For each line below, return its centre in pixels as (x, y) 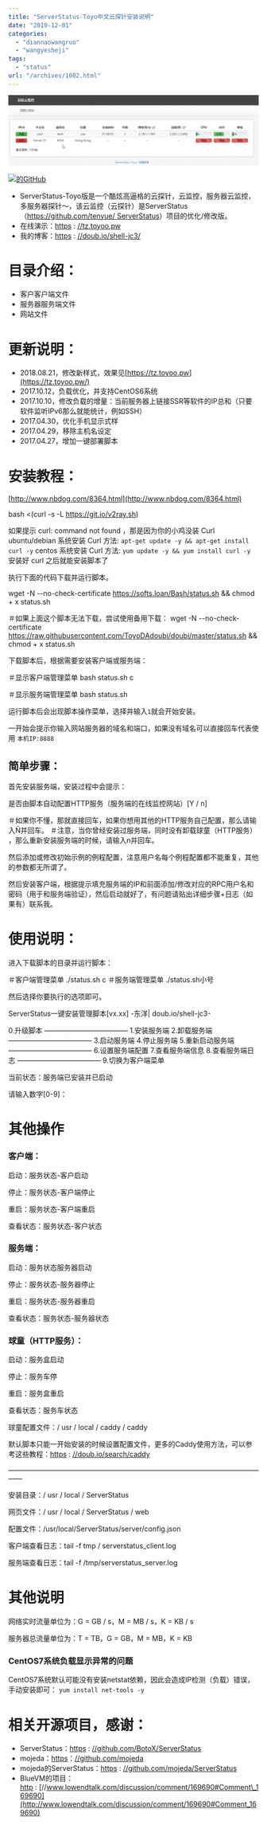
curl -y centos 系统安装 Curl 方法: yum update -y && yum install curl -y (130, 550)
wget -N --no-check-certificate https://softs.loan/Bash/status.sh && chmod (132, 593)
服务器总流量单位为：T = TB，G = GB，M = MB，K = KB (101, 1639)
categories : (28, 33)
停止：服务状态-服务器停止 (52, 1284)
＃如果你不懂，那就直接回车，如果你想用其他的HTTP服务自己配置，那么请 (129, 820)
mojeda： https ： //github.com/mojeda (82, 1758)
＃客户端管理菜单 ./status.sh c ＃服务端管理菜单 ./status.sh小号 (111, 980)
